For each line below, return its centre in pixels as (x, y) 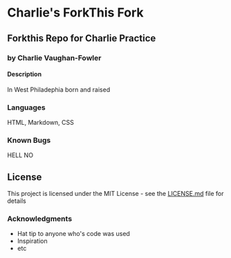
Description (25, 75)
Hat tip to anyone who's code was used (73, 234)
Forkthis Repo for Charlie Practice (82, 38)
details (17, 201)
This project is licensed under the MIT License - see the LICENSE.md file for (115, 194)
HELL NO (20, 155)
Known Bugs (29, 140)
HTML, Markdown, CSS (40, 122)
